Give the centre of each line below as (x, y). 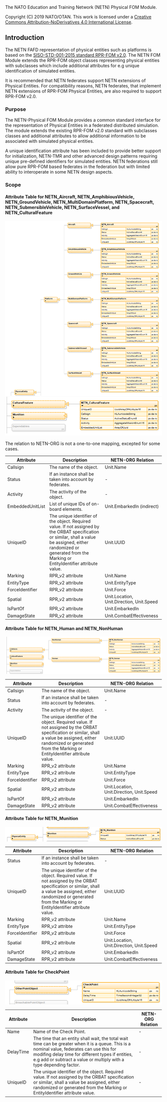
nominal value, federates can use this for (75, 1049)
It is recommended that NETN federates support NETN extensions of (76, 80)
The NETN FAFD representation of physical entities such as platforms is (78, 50)
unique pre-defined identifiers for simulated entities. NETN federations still (82, 162)
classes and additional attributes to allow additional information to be (76, 136)
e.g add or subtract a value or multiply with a (79, 1060)
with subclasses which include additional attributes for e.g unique (72, 65)
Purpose (16, 109)
